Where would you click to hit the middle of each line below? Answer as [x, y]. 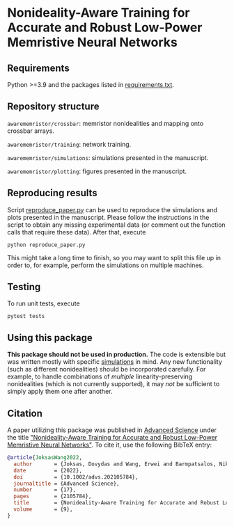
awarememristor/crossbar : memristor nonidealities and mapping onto [106, 123]
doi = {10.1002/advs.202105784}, [76, 477]
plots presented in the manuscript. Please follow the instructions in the [108, 217]
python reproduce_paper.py [46, 245]
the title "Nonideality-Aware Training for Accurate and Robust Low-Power [112, 438]
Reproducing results [52, 193]
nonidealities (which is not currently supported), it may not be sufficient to [114, 384]
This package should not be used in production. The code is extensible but [117, 354]
